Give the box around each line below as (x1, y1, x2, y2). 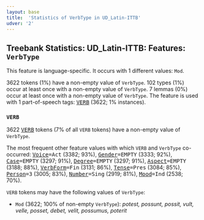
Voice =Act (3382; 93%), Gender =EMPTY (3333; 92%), (32, 151, 173, 158)
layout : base (6, 9, 40, 15)
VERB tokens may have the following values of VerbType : (6, 189, 146, 196)
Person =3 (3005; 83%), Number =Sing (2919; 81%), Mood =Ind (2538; (6, 170, 183, 178)
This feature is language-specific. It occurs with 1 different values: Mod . (6, 67, 185, 75)
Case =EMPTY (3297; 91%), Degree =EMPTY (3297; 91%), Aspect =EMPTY (6, 157, 187, 165)
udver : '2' (6, 20, 34, 26)
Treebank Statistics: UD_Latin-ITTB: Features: (6, 43, 186, 53)
